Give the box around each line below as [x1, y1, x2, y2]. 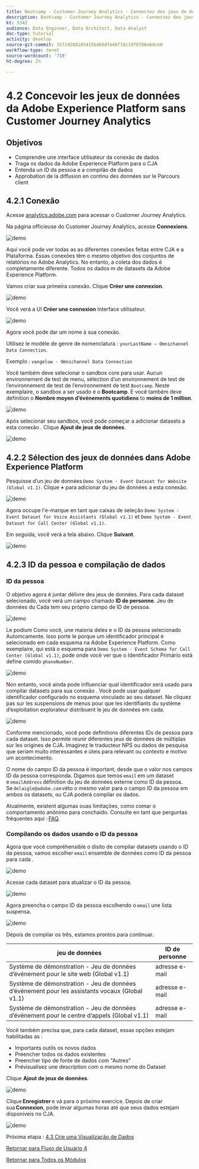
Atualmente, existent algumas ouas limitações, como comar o [6, 802, 156, 809]
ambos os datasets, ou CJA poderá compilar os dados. [6, 791, 140, 798]
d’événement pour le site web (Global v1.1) [9, 970, 130, 978]
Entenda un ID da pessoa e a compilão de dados [14, 166, 133, 173]
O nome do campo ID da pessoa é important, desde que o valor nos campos [6, 765, 192, 772]
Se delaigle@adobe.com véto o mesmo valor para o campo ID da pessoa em [6, 784, 188, 791]
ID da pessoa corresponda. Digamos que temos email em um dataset [6, 772, 174, 779]
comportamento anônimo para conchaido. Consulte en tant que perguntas [6, 809, 188, 816]
